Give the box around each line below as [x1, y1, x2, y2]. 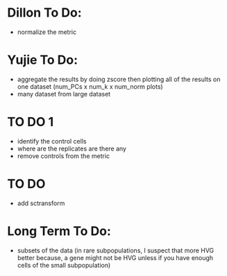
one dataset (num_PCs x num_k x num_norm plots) [17, 82, 163, 91]
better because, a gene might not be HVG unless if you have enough [17, 253, 214, 261]
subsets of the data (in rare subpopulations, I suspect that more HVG [17, 246, 215, 255]
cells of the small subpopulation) [17, 261, 111, 269]
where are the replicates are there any [17, 144, 127, 153]
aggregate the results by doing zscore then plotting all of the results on [17, 75, 221, 83]
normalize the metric [17, 28, 77, 36]
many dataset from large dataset [17, 89, 111, 98]
